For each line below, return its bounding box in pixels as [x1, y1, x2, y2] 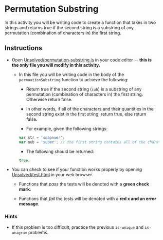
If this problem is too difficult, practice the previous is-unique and [11, 224, 144, 230]
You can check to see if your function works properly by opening [11, 166, 142, 172]
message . [18, 201, 39, 207]
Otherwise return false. [26, 96, 72, 102]
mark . [18, 186, 31, 192]
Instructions [4, 44, 42, 52]
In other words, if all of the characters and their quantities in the [26, 106, 154, 111]
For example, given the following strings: [26, 126, 108, 131]
